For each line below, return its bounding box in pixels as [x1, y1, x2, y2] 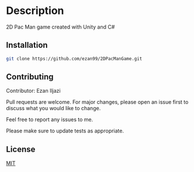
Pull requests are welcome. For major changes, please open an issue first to [6, 99, 189, 106]
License [6, 144, 36, 154]
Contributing [6, 72, 54, 82]
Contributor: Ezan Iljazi [6, 87, 61, 94]
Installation [6, 40, 48, 50]
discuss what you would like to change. [6, 105, 101, 112]
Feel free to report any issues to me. [6, 116, 93, 123]
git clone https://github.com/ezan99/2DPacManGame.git [6, 55, 143, 62]
